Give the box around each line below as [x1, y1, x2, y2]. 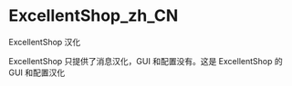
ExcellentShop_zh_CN [8, 5, 179, 26]
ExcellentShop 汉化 [8, 36, 81, 47]
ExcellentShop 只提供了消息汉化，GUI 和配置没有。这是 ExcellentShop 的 [8, 55, 284, 66]
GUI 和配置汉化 [8, 67, 66, 78]
